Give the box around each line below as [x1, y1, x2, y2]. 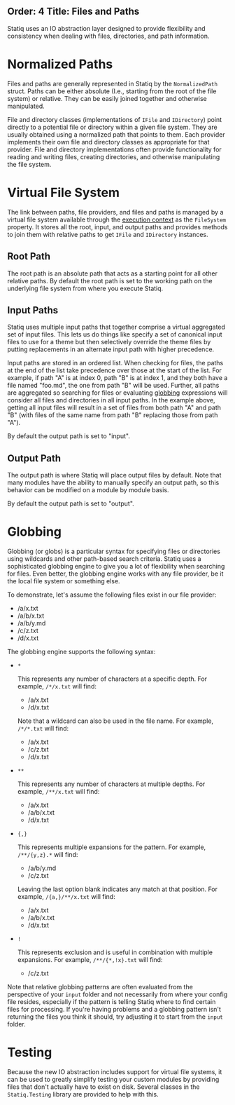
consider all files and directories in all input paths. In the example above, [7, 396, 215, 405]
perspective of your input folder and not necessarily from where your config [7, 990, 228, 998]
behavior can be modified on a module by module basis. [7, 486, 169, 494]
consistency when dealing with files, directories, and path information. [7, 32, 210, 40]
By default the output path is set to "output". [7, 499, 134, 508]
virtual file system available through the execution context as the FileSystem [7, 215, 226, 224]
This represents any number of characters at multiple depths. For [17, 780, 206, 788]
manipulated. [7, 102, 45, 110]
